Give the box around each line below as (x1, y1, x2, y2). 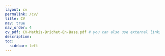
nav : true (5, 20, 26, 26)
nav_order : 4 (5, 25, 32, 30)
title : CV (5, 16, 26, 21)
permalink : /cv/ (5, 12, 38, 17)
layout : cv (5, 7, 27, 12)
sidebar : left (9, 43, 38, 48)
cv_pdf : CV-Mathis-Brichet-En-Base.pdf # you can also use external (5, 30, 148, 35)
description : (5, 35, 32, 39)
